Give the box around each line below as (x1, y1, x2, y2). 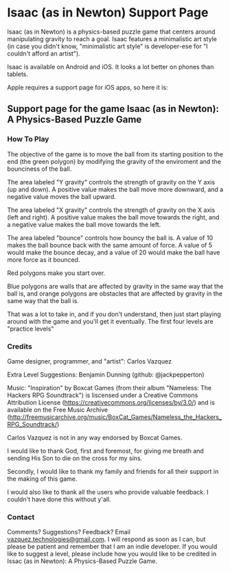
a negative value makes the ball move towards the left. (7, 220, 161, 228)
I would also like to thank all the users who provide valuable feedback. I (7, 488, 209, 496)
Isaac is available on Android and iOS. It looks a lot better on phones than (7, 62, 214, 71)
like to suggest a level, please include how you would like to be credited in (7, 550, 217, 558)
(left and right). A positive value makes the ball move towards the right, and (7, 213, 220, 221)
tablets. (7, 70, 29, 78)
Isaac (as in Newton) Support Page (7, 5, 209, 21)
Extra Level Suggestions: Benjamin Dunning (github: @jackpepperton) (7, 370, 205, 379)
